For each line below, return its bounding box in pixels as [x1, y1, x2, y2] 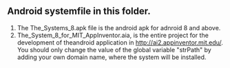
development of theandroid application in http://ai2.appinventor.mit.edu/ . [17, 38, 224, 47]
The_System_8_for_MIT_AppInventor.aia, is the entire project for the [17, 31, 209, 39]
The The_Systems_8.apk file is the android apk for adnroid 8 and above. [17, 23, 221, 32]
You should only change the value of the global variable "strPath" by [17, 45, 211, 54]
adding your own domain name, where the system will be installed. [17, 53, 207, 61]
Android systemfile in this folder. [7, 5, 151, 17]
